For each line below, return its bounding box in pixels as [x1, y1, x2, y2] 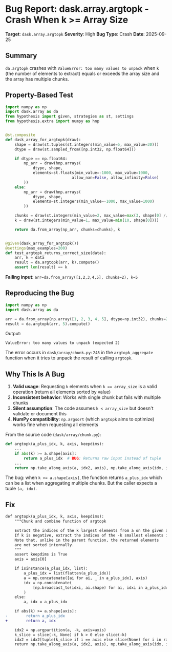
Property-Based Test [5, 91, 73, 100]
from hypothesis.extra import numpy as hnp [5, 119, 100, 124]
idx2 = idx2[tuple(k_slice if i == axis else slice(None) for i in [14, 637, 161, 642]
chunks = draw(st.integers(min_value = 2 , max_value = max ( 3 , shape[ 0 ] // [14, 213, 168, 218]
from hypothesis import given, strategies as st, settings [5, 114, 134, 119]
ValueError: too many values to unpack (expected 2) [5, 340, 120, 346]
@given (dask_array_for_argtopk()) [5, 241, 79, 246]
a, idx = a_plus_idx [24, 599, 68, 605]
